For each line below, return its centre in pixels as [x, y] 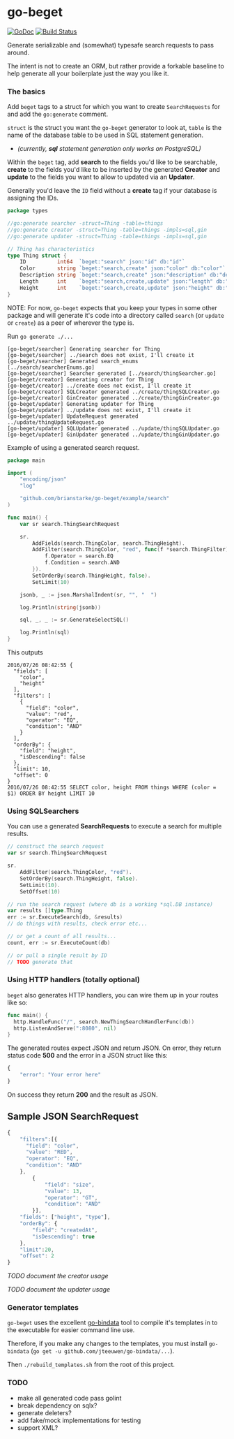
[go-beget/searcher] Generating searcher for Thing [84, 349]
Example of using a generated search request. [73, 447]
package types [28, 211]
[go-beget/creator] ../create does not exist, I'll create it [99, 386]
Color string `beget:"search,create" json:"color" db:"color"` [123, 269]
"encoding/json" [44, 479]
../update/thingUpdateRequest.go [56, 422]
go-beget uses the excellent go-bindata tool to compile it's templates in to [112, 1323]
